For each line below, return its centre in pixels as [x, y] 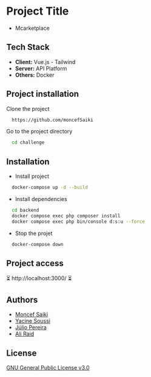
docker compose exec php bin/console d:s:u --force [79, 221]
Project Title [38, 11]
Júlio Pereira [31, 328]
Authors [22, 300]
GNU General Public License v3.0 [48, 367]
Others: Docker [35, 75]
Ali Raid [25, 334]
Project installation [43, 94]
